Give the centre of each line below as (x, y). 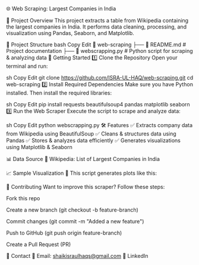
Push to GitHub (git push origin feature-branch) (64, 233)
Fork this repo (23, 198)
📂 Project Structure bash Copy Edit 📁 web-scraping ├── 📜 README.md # (96, 45)
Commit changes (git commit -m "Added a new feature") (75, 221)
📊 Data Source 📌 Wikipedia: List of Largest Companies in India (83, 159)
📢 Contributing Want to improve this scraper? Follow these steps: (86, 187)
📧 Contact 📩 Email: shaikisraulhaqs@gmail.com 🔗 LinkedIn (77, 256)
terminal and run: (27, 66)
